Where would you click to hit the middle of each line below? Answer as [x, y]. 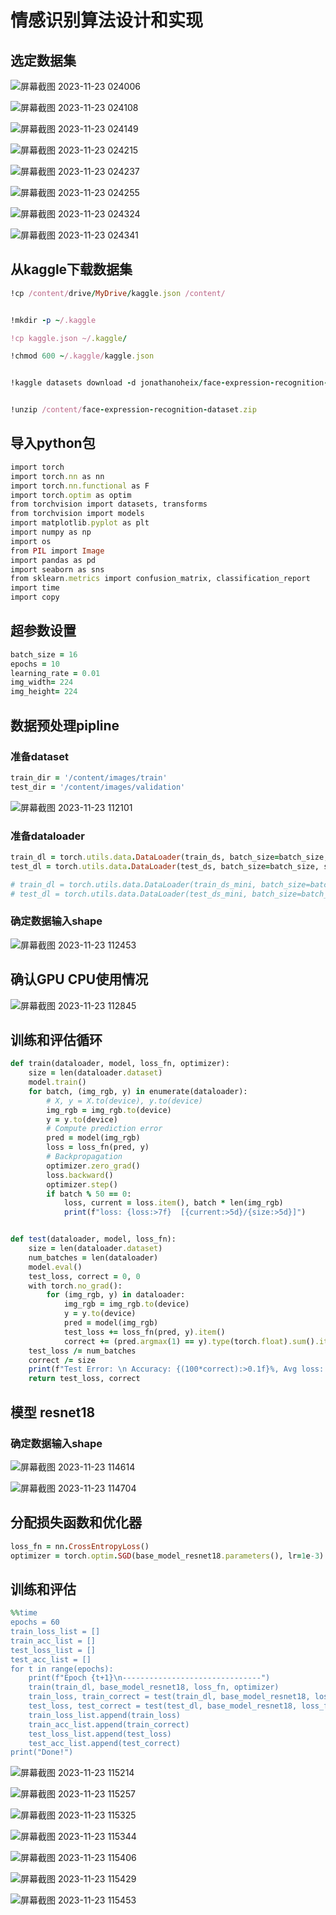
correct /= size [62, 1360]
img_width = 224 [42, 682]
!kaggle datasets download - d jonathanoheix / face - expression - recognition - [169, 383]
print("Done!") [42, 1752]
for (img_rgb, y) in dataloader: [116, 1295]
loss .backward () [80, 1175]
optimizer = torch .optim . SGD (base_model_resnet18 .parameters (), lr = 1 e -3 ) [167, 1556]
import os [31, 541]
